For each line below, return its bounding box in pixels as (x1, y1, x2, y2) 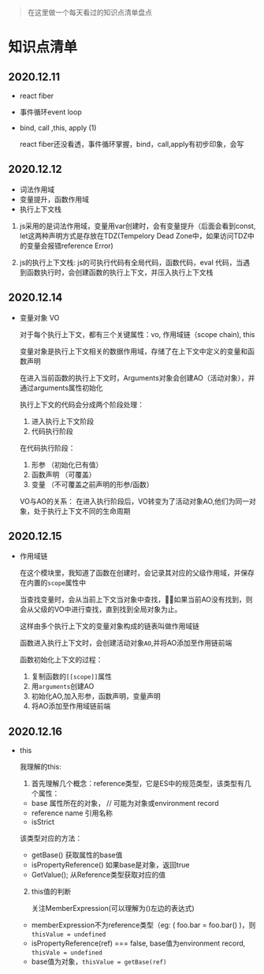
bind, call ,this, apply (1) (19, 123, 97, 133)
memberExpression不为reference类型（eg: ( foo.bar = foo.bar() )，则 (31, 920, 256, 930)
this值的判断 (31, 887, 72, 897)
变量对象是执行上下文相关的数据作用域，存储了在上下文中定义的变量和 (19, 347, 248, 356)
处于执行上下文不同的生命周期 (33, 506, 131, 515)
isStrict (31, 817, 55, 827)
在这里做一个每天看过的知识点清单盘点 (27, 8, 152, 17)
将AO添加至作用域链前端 (31, 702, 111, 711)
